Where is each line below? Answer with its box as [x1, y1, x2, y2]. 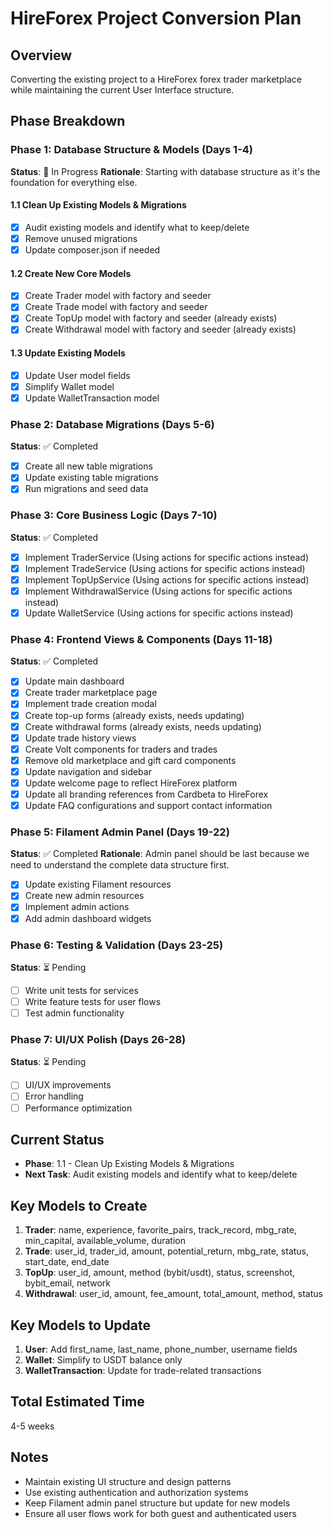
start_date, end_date [24, 1256, 110, 1268]
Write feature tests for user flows [24, 995, 162, 1007]
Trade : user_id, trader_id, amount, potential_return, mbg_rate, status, [24, 1245, 310, 1257]
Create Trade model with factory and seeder [24, 301, 208, 313]
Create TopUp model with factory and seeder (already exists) [24, 312, 278, 324]
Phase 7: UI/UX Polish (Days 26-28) [10, 1033, 187, 1047]
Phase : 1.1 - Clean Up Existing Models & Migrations [24, 1158, 235, 1170]
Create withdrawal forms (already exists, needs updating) [24, 720, 262, 732]
